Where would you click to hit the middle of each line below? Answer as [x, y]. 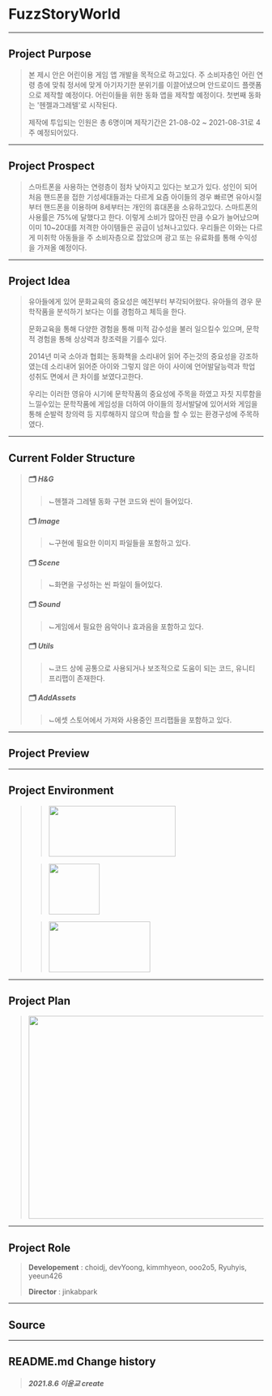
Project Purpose [50, 54]
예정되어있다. [57, 132]
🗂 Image [44, 521]
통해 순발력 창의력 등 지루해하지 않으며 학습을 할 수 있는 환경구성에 [133, 414]
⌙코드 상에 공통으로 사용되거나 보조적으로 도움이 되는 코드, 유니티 [152, 668]
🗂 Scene [44, 562]
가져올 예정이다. [62, 248]
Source [27, 1325]
